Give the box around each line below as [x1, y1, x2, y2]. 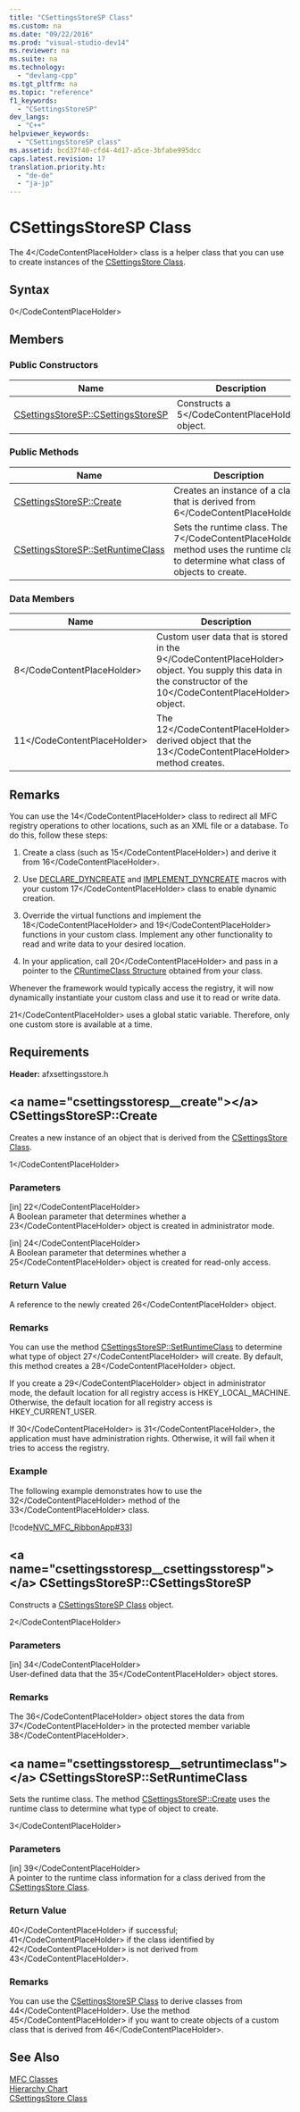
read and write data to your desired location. [21, 939, 186, 949]
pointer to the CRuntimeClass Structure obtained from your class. [21, 965, 263, 976]
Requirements [9, 1045, 89, 1060]
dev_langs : [9, 113, 50, 121]
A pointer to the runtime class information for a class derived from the [9, 1873, 266, 1883]
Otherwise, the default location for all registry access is [9, 1397, 212, 1407]
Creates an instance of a [173, 484, 277, 497]
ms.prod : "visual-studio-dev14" [9, 38, 129, 47]
